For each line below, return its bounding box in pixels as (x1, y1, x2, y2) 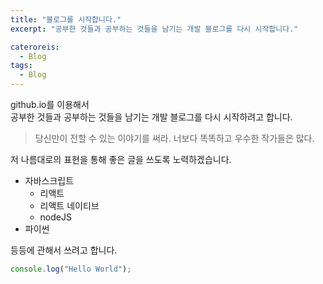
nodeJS (39, 211, 72, 223)
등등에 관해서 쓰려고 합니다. (10, 244, 118, 256)
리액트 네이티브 (39, 200, 100, 211)
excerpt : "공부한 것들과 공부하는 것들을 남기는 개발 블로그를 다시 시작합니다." (10, 24, 299, 34)
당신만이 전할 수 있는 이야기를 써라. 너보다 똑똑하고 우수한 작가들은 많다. (34, 132, 315, 144)
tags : (10, 61, 33, 71)
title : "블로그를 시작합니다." (10, 14, 122, 25)
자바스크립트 (24, 175, 75, 186)
